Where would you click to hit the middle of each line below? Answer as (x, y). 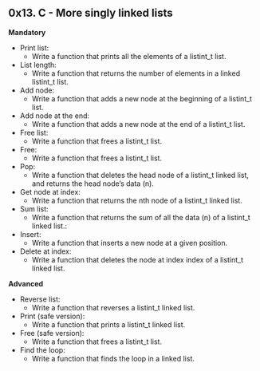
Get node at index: (50, 191)
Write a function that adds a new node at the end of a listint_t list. (138, 124)
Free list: (34, 132)
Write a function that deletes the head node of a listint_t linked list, (140, 175)
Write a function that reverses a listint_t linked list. (113, 307)
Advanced (26, 283)
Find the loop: (42, 349)
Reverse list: (40, 299)
